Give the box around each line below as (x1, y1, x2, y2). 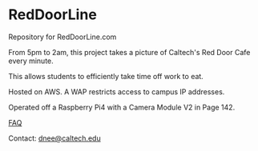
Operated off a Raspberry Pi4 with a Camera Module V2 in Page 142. (8, 102, 236, 112)
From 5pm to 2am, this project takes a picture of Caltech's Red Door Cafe (8, 47, 251, 57)
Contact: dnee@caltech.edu (8, 133, 102, 143)
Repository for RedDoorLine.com (8, 32, 117, 42)
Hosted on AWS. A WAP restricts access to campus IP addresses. (8, 86, 225, 97)
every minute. (8, 56, 54, 66)
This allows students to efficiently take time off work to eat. (8, 71, 204, 81)
